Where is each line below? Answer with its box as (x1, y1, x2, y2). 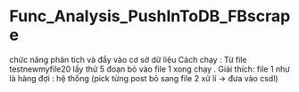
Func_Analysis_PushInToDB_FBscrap (9, 6, 291, 27)
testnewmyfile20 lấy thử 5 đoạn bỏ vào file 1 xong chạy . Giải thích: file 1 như (9, 64, 290, 74)
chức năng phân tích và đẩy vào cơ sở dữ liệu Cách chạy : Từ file (9, 54, 247, 65)
